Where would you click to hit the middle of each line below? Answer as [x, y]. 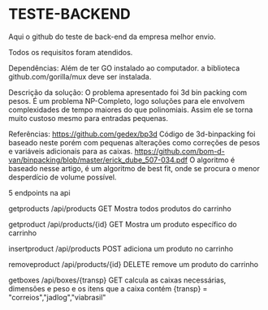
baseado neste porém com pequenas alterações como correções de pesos [134, 142]
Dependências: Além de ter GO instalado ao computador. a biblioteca [124, 68]
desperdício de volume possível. [63, 177]
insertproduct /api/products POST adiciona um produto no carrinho [121, 248]
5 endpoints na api [39, 192]
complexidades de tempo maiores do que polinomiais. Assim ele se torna [131, 110]
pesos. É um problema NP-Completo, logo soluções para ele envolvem [127, 101]
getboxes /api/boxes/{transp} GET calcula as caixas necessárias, [117, 280]
